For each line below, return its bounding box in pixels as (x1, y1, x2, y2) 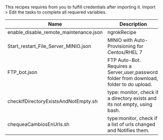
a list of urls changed (107, 121, 155, 127)
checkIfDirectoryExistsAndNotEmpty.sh (7, 98, 98, 105)
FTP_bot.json (7, 69, 38, 76)
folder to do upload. (107, 81, 152, 88)
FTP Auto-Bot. (107, 57, 141, 63)
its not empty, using (107, 101, 153, 108)
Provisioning (107, 43, 136, 49)
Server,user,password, (107, 69, 159, 76)
